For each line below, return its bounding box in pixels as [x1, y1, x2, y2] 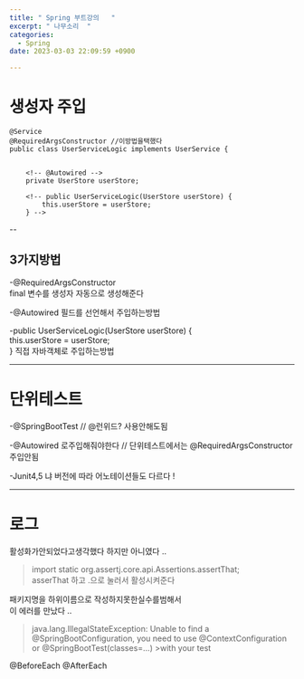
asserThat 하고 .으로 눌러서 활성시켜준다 [31, 574, 176, 585]
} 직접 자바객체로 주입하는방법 [9, 345, 115, 356]
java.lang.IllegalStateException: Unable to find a [31, 623, 210, 634]
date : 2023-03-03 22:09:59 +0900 [9, 47, 136, 56]
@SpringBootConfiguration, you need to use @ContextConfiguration [31, 633, 288, 644]
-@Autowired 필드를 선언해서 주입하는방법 [9, 307, 161, 318]
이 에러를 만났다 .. [9, 605, 72, 616]
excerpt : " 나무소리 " [9, 22, 92, 31]
